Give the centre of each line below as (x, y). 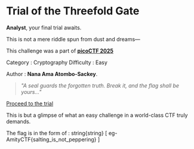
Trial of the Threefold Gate (73, 11)
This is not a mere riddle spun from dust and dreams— (73, 39)
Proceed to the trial (30, 104)
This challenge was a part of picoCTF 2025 (60, 51)
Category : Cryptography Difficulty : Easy (57, 62)
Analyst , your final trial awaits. (44, 28)
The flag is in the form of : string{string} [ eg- (62, 133)
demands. (19, 121)
